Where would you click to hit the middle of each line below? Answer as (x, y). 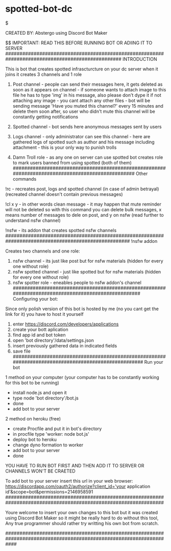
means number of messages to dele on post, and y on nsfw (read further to (85, 215)
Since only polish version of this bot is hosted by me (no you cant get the (82, 309)
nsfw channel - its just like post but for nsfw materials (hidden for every (88, 261)
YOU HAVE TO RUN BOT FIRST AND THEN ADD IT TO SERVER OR (75, 465)
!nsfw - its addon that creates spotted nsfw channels (61, 230)
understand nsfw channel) (33, 220)
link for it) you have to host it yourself (44, 314)
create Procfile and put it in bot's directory (57, 429)
